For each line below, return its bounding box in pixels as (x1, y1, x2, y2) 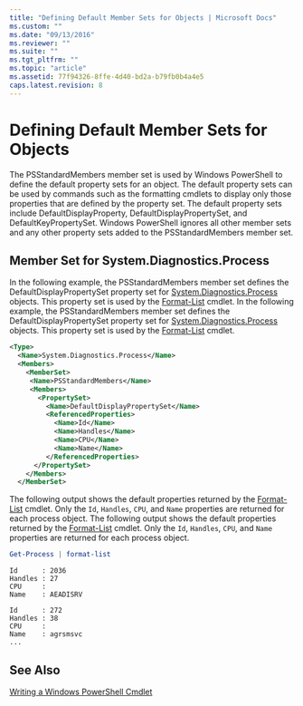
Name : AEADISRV (9, 590, 83, 599)
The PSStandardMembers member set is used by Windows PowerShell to (9, 169, 283, 179)
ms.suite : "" (9, 47, 59, 56)
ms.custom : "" (9, 22, 63, 31)
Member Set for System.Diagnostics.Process (9, 253, 270, 268)
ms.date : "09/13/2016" (9, 30, 95, 39)
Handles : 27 (9, 575, 59, 584)
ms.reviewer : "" (9, 38, 71, 48)
